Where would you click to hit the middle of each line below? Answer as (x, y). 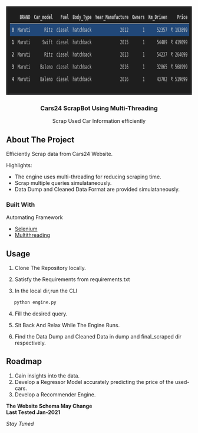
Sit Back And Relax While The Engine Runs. (67, 325)
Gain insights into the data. (47, 376)
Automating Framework (34, 217)
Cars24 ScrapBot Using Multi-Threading (99, 108)
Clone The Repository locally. (50, 268)
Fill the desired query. (41, 314)
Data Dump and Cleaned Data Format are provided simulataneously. (97, 190)
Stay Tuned (20, 424)
